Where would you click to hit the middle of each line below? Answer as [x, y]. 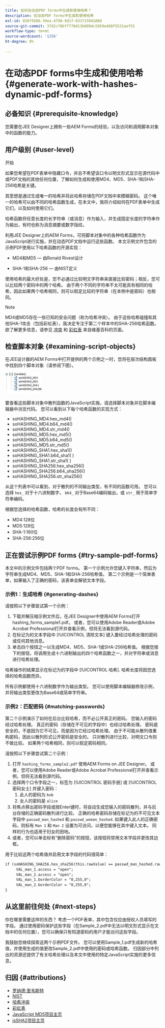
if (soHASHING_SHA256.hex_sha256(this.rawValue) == [59, 864]
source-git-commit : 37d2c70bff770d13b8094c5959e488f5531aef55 [70, 26]
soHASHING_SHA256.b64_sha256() [49, 471]
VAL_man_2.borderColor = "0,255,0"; [54, 885]
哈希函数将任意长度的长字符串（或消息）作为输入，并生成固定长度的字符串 [80, 218]
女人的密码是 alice [39, 801]
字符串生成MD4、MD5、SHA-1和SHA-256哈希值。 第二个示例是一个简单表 [80, 574]
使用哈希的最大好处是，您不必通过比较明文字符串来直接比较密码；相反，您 [80, 279]
